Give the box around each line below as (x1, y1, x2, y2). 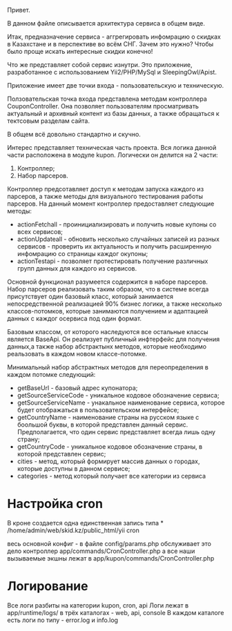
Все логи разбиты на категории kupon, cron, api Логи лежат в (7, 601, 188, 610)
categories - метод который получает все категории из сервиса (17, 472, 206, 480)
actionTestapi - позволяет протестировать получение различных (17, 257, 209, 265)
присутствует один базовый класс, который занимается (7, 293, 174, 300)
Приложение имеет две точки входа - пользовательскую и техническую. (7, 81, 224, 89)
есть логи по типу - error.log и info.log (7, 616, 119, 624)
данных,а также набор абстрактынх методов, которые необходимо (7, 342, 207, 351)
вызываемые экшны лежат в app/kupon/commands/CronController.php (7, 554, 215, 562)
